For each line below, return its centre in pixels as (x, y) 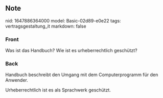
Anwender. (17, 80)
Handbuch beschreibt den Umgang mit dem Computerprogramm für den (82, 75)
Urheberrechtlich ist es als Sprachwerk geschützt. (58, 90)
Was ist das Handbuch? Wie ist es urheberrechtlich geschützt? (71, 51)
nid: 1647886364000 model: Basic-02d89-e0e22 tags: (63, 20)
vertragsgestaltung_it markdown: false (46, 26)
